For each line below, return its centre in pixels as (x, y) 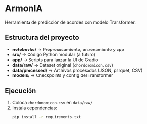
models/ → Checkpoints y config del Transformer (62, 75)
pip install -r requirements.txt (46, 117)
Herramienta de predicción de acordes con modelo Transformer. (71, 22)
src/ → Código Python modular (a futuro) (54, 54)
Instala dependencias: (35, 108)
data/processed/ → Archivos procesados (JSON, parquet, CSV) (77, 70)
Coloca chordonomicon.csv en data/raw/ (52, 102)
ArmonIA (24, 9)
